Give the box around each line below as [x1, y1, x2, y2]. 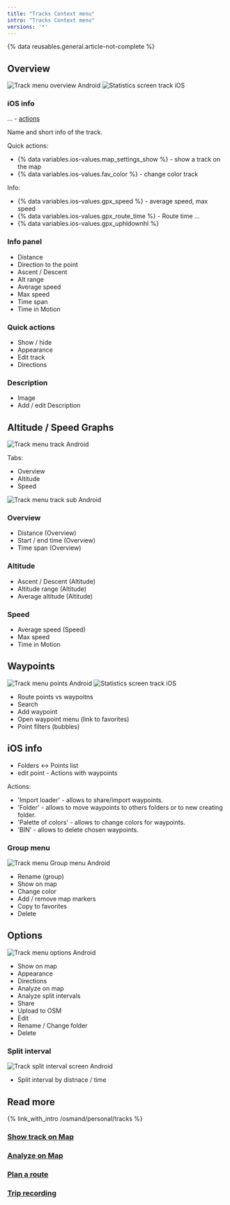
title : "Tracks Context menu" [7, 10, 95, 17]
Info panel [7, 237, 43, 247]
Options [7, 929, 43, 941]
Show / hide [17, 338, 52, 347]
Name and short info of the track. [7, 128, 103, 136]
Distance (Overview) [17, 529, 77, 537]
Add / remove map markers [17, 894, 96, 903]
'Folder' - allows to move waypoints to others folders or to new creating [17, 803, 223, 811]
